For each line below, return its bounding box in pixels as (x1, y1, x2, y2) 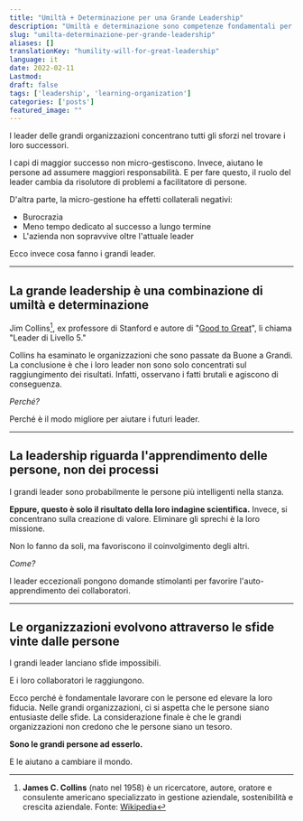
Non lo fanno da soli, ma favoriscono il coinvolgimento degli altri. (9, 540, 250, 551)
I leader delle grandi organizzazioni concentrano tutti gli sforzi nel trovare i (9, 130, 286, 141)
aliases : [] (9, 38, 54, 48)
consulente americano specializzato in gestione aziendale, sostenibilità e (22, 792, 294, 803)
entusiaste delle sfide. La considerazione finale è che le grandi (9, 712, 242, 723)
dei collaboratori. (67, 584, 131, 596)
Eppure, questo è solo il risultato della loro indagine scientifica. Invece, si (9, 503, 289, 515)
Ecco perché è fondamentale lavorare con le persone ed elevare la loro (9, 693, 273, 704)
